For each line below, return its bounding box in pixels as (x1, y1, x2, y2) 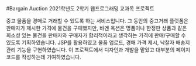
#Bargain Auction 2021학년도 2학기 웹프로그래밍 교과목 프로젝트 (6, 5, 155, 12)
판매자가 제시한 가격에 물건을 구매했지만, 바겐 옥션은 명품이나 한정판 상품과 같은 (6, 25, 187, 31)
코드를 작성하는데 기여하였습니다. (6, 54, 82, 60)
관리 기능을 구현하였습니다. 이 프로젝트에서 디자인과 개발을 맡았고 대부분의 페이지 (6, 46, 191, 53)
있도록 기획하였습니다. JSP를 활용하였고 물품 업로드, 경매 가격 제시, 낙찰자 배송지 (6, 39, 190, 46)
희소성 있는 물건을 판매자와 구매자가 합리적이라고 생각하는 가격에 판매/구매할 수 (6, 32, 186, 39)
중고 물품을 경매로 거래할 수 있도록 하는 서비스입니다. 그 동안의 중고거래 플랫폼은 (6, 17, 189, 24)
